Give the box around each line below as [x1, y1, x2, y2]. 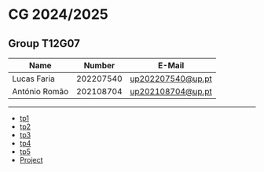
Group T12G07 [8, 37, 80, 50]
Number [83, 60, 115, 71]
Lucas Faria [12, 73, 55, 84]
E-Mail [157, 60, 185, 71]
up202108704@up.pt [130, 86, 212, 97]
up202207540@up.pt [130, 73, 212, 84]
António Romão [12, 86, 69, 97]
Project [19, 156, 43, 164]
